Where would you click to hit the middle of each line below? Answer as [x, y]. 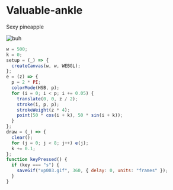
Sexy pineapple [25, 27]
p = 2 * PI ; [26, 83]
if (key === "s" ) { [36, 165]
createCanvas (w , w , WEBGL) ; [46, 66]
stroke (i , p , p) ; [38, 104]
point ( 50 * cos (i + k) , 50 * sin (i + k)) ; [70, 115]
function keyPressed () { [37, 160]
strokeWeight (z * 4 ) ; [43, 110]
